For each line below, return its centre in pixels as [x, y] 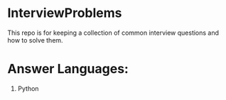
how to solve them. [35, 40]
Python [28, 88]
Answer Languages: [68, 69]
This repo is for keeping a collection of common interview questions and [113, 33]
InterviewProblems [65, 13]
